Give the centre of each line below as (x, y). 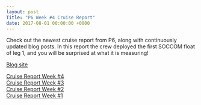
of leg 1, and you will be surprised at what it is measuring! (77, 53)
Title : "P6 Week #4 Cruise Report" (51, 17)
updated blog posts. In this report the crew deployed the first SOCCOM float (101, 46)
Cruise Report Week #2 (35, 89)
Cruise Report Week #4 (35, 77)
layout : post (23, 12)
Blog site (17, 65)
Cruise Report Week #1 (35, 96)
